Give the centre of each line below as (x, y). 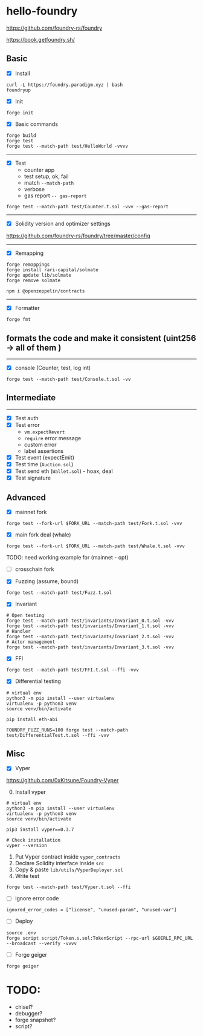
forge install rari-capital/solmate (52, 270)
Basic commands (37, 124)
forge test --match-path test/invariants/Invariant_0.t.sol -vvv (90, 621)
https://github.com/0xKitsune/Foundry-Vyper (63, 780)
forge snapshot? (35, 1020)
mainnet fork (31, 512)
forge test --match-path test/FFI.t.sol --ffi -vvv (72, 670)
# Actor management (31, 642)
